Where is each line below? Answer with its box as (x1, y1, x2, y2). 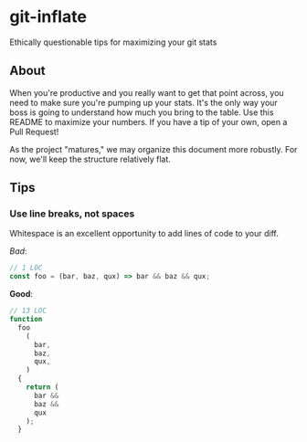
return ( (26, 383, 59, 392)
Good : (9, 289, 34, 300)
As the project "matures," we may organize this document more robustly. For (9, 143, 298, 154)
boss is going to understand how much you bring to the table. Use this (9, 107, 274, 118)
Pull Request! (9, 126, 59, 137)
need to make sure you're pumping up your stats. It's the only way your (9, 97, 279, 108)
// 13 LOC (9, 306, 48, 316)
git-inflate (9, 6, 87, 27)
